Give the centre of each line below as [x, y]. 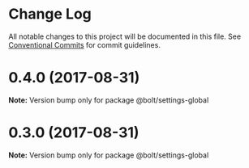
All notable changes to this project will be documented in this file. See [125, 36]
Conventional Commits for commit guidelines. [84, 44]
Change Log [50, 14]
